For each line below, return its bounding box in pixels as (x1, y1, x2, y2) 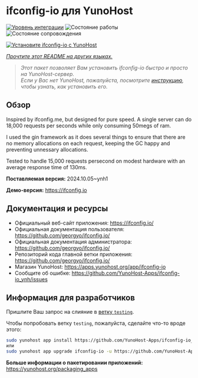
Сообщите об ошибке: (14, 269, 71, 277)
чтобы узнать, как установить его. (20, 83, 108, 90)
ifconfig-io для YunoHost (6, 4, 133, 18)
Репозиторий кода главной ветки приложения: (14, 251, 133, 258)
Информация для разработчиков (6, 292, 136, 303)
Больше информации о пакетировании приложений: (6, 359, 143, 366)
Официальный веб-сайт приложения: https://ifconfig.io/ (14, 219, 154, 226)
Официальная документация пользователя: (14, 225, 125, 232)
